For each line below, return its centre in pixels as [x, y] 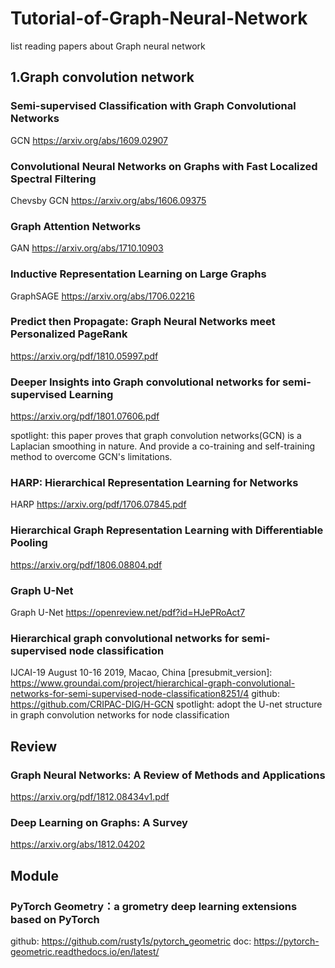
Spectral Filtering [53, 179]
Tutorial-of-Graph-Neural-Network [159, 18]
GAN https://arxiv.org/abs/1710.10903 [87, 248]
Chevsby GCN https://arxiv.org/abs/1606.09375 [108, 200]
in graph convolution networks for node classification [120, 715]
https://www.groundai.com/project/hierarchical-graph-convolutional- [153, 683]
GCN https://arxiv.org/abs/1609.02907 [89, 140]
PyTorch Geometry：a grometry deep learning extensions [154, 906]
